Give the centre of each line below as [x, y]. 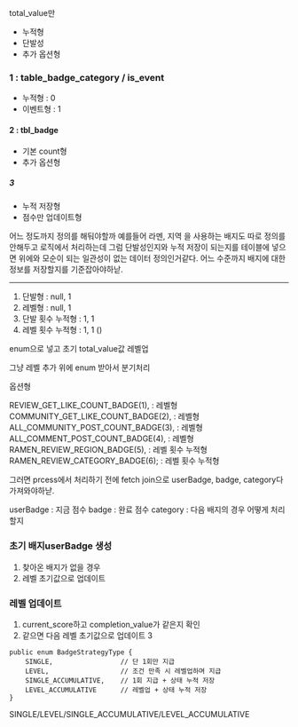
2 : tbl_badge [34, 130]
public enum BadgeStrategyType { [71, 652]
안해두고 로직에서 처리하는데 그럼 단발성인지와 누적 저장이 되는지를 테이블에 [140, 248]
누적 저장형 [41, 206]
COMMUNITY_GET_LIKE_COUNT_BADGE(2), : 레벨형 [104, 416]
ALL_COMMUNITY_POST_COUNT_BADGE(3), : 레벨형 [106, 428]
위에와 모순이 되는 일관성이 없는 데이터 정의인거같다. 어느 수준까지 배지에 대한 [152, 258]
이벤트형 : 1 [41, 109]
